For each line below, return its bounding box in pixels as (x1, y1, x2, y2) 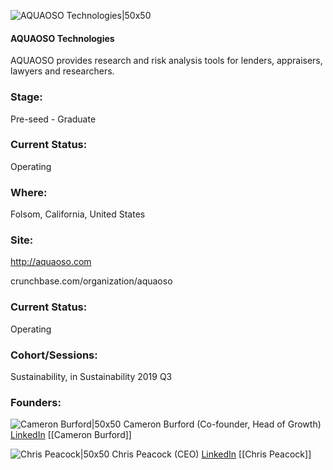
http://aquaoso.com (10, 256, 92, 268)
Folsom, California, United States (10, 208, 146, 220)
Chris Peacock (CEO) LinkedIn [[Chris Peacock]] (111, 448, 312, 460)
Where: (10, 185, 48, 199)
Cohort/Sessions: (10, 348, 98, 362)
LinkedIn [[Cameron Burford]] (10, 429, 132, 441)
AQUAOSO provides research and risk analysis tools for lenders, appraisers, (10, 55, 323, 67)
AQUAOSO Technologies (10, 32, 115, 44)
